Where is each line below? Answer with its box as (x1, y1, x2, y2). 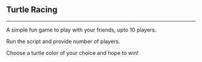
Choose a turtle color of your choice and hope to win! (6, 49, 139, 56)
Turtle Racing (6, 5, 58, 15)
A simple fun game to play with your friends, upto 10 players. (6, 26, 157, 33)
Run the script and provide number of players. (6, 38, 120, 45)
